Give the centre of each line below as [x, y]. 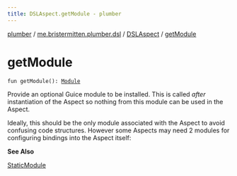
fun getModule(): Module [44, 81]
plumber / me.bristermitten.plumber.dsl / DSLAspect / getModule [102, 34]
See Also [21, 151]
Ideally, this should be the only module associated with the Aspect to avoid [116, 122]
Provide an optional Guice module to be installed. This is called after [106, 94]
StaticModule [27, 165]
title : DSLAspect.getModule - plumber [64, 14]
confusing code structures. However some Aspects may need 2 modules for [118, 130]
